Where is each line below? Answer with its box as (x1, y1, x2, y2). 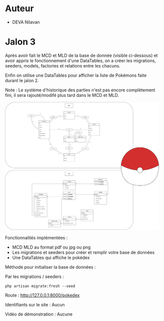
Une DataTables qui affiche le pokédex (12, 254, 90, 260)
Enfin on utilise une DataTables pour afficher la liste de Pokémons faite (5, 72, 147, 78)
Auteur (5, 3, 34, 14)
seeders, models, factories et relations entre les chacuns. (5, 63, 121, 69)
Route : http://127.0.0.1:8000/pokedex (5, 292, 80, 298)
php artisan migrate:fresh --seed (5, 283, 76, 289)
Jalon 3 (5, 36, 36, 47)
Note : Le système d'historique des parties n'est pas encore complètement (5, 87, 155, 93)
